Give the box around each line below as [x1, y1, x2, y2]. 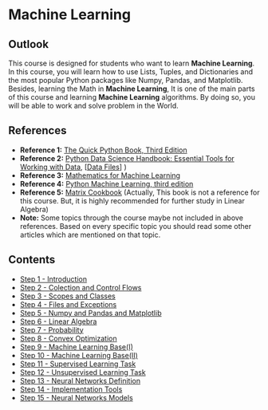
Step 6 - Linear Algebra [19, 317, 97, 326]
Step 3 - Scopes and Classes [19, 291, 116, 301]
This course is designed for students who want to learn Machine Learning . [8, 58, 255, 68]
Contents [8, 253, 56, 266]
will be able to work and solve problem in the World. [8, 101, 179, 110]
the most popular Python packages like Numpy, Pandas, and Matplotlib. [8, 76, 243, 85]
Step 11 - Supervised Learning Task [19, 359, 136, 369]
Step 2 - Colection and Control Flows [19, 282, 142, 292]
